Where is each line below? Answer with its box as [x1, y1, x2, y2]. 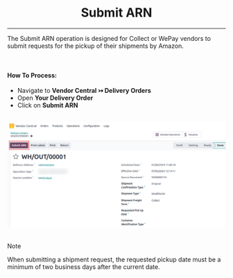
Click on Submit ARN [17, 101, 78, 110]
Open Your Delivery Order [17, 94, 94, 102]
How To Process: [7, 71, 58, 79]
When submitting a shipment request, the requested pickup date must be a [7, 255, 221, 263]
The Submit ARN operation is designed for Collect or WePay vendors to [7, 34, 212, 42]
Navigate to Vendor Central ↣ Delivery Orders [17, 87, 151, 95]
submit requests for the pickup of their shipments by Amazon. [7, 42, 184, 50]
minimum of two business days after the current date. [7, 262, 161, 271]
